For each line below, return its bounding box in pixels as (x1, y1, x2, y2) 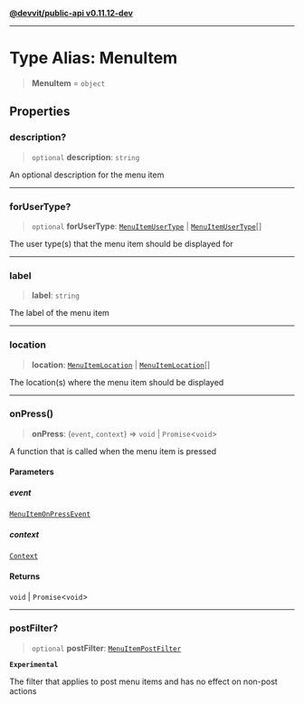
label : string (31, 290, 80, 301)
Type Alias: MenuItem (9, 48, 178, 69)
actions (9, 685, 37, 696)
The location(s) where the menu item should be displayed (9, 376, 224, 387)
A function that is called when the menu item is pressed (9, 445, 217, 456)
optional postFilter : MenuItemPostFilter (31, 642, 182, 653)
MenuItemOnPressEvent (9, 510, 91, 519)
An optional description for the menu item (9, 169, 165, 180)
